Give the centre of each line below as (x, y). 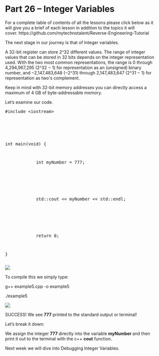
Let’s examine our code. (29, 102)
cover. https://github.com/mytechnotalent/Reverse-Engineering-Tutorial (77, 33)
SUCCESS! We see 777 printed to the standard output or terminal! (71, 314)
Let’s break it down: (25, 324)
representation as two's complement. (42, 78)
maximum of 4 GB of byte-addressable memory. (54, 93)
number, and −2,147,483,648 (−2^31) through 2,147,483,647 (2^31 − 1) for (78, 72)
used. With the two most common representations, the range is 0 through (79, 62)
